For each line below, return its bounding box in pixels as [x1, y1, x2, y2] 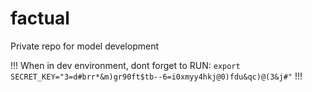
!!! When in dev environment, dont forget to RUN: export [10, 59, 241, 71]
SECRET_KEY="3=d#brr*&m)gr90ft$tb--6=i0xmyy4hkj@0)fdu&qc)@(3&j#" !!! [10, 70, 303, 82]
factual [10, 7, 70, 30]
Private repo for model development [10, 40, 159, 52]
